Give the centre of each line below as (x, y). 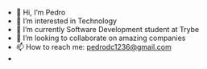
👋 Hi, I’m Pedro (41, 12)
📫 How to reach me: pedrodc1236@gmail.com (93, 47)
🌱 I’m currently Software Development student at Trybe (108, 29)
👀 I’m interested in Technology (66, 21)
